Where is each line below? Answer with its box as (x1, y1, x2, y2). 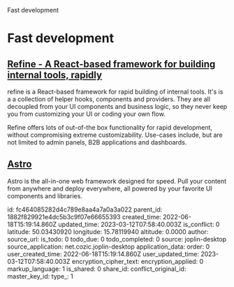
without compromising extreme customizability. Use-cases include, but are (7, 131, 224, 139)
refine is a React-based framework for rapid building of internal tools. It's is (7, 87, 224, 96)
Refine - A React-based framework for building (7, 58, 216, 70)
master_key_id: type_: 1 (7, 272, 73, 280)
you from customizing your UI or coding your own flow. (7, 110, 166, 118)
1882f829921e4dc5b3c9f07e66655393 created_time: (7, 212, 162, 221)
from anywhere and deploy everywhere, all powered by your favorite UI (7, 184, 213, 193)
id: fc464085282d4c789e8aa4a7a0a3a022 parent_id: (7, 205, 163, 214)
